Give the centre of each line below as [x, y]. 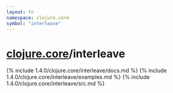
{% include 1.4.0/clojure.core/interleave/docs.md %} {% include [87, 70]
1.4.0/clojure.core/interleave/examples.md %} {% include [78, 77]
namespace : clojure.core [38, 18]
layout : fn [20, 12]
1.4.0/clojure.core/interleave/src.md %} [56, 84]
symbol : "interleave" [34, 23]
